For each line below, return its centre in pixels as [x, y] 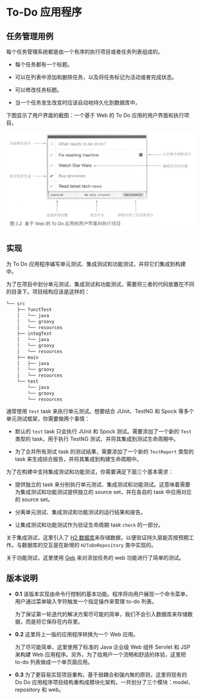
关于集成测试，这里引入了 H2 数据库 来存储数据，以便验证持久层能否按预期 [98, 537]
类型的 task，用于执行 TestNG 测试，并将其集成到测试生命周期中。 [97, 439]
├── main [28, 357]
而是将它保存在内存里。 [54, 621]
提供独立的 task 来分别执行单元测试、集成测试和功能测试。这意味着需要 [103, 484]
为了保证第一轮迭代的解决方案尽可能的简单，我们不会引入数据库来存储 [101, 614]
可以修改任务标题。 [39, 90]
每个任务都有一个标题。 [44, 64]
